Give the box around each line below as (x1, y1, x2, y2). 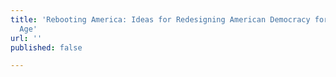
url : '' (10, 33, 43, 43)
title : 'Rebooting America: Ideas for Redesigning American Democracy (10, 14, 311, 25)
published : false (10, 42, 83, 53)
